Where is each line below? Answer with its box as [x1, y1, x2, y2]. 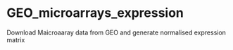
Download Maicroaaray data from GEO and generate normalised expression [6, 28, 227, 37]
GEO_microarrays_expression [6, 5, 184, 21]
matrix [6, 35, 25, 44]
